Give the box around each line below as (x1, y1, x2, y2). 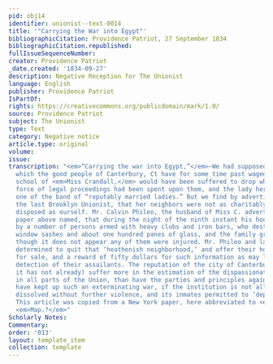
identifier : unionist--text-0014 (8, 19, 122, 28)
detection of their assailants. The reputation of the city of (15, 260, 234, 268)
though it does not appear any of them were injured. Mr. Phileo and (15, 238, 256, 246)
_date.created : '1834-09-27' (8, 65, 107, 73)
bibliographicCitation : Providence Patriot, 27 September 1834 (8, 34, 227, 43)
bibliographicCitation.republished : (8, 42, 132, 50)
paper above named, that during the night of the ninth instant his (15, 216, 253, 224)
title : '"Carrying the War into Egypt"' (8, 27, 148, 35)
